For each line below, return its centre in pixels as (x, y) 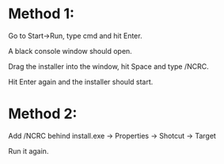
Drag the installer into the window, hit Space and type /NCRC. (109, 66)
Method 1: (42, 14)
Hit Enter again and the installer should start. (81, 82)
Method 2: (43, 114)
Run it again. (28, 151)
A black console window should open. (70, 51)
